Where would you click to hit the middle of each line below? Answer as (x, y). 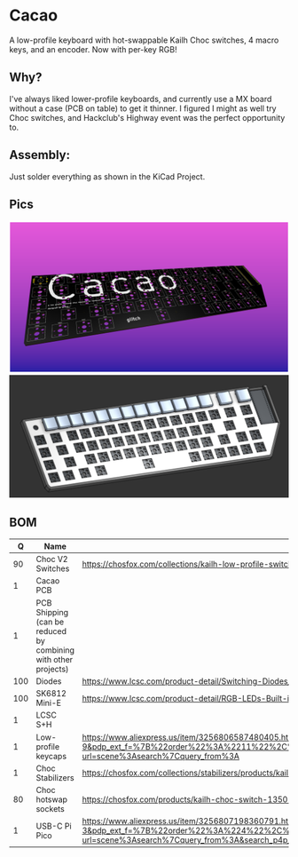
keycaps (51, 756)
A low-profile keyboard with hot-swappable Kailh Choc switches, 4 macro (144, 40)
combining (55, 650)
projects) (52, 669)
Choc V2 (52, 559)
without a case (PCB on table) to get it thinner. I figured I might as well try (143, 108)
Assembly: (40, 155)
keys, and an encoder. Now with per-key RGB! (93, 49)
